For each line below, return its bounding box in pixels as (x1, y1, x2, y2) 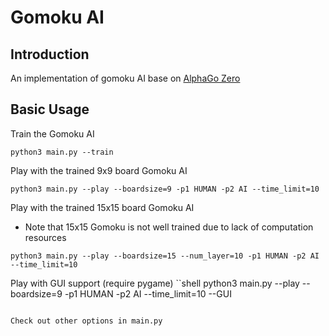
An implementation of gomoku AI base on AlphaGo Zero (10, 72, 241, 84)
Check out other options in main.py (10, 316, 163, 326)
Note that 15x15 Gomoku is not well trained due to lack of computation (24, 221, 314, 233)
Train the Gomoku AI (10, 127, 95, 140)
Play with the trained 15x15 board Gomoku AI (10, 201, 195, 213)
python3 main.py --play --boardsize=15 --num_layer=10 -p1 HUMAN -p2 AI (10, 251, 320, 261)
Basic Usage (10, 101, 90, 118)
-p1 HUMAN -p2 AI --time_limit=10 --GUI (64, 287, 232, 300)
